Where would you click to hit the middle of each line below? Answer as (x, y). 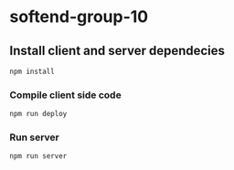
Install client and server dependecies (117, 51)
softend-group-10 (79, 17)
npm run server (38, 156)
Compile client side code (65, 95)
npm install (32, 71)
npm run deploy (38, 114)
